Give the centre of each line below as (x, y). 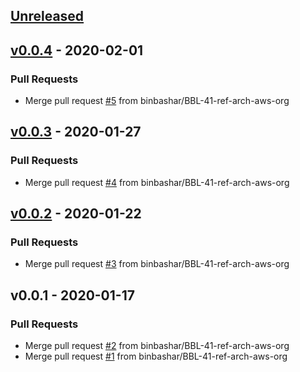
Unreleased (47, 16)
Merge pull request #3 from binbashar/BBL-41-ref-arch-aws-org (157, 264)
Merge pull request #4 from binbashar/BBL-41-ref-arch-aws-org (157, 182)
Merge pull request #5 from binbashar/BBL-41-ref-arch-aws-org (157, 101)
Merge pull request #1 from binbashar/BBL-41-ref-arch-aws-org (156, 356)
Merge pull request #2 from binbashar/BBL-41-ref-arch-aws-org (157, 346)
